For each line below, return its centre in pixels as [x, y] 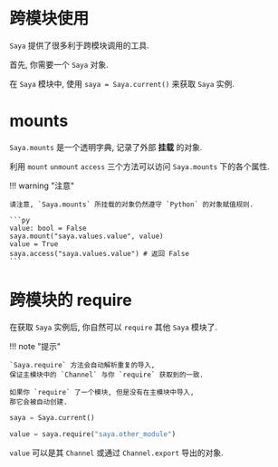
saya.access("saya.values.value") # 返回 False [100, 253]
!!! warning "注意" [42, 186]
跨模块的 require [71, 300]
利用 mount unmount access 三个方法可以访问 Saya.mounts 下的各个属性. [139, 166]
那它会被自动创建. [38, 402]
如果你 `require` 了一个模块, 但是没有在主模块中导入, [102, 392]
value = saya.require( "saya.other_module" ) [93, 434]
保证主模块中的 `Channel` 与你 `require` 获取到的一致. [107, 375]
